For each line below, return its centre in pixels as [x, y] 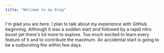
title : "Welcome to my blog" [36, 10]
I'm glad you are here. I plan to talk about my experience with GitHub [76, 24]
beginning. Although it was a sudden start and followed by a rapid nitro [78, 29]
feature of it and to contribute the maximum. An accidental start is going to [82, 40]
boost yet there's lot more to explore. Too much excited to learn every [77, 34]
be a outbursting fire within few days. [44, 45]
